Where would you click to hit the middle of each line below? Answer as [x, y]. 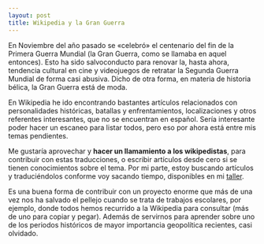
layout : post [30, 15]
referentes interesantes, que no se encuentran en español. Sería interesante [132, 119]
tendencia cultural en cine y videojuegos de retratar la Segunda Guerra [123, 70]
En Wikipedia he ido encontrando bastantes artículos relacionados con [123, 102]
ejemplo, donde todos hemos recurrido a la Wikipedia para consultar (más [129, 208]
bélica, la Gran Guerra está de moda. [68, 87]
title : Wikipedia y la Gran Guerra [67, 23]
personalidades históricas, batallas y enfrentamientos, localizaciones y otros [132, 110]
